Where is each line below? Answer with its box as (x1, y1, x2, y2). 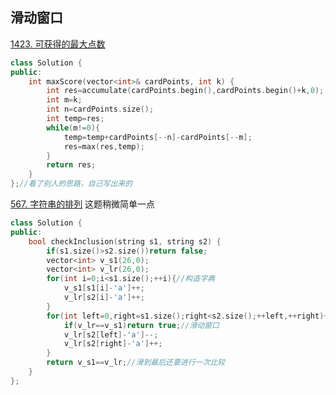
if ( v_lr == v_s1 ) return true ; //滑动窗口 (63, 320, 220, 330)
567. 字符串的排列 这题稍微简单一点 (10, 198, 156, 210)
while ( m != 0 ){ (46, 123, 101, 133)
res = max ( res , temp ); (63, 141, 145, 152)
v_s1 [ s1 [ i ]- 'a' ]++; (63, 283, 145, 293)
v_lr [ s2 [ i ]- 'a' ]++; (63, 293, 145, 303)
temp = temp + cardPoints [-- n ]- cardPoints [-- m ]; (63, 132, 253, 142)
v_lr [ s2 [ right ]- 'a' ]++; (63, 339, 163, 349)
